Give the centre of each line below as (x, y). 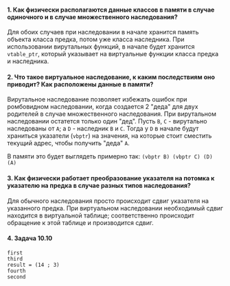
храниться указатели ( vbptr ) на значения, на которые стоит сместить (110, 136)
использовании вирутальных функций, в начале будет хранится (101, 47)
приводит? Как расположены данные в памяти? (80, 84)
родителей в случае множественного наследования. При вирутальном (112, 114)
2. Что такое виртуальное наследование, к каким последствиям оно (111, 77)
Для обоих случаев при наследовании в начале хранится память (103, 32)
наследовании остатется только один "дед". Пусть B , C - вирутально (107, 121)
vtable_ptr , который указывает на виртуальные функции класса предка (113, 54)
